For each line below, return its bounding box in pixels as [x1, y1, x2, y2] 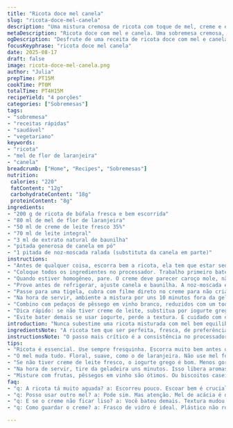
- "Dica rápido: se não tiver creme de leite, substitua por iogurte [7, 307, 213, 315]
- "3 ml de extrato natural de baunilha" [7, 236, 129, 243]
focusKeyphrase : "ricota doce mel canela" [7, 42, 132, 49]
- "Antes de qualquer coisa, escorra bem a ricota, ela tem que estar [7, 262, 216, 269]
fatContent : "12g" [10, 185, 64, 192]
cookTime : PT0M [7, 81, 51, 88]
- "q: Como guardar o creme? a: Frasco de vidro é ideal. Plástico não [7, 404, 218, 411]
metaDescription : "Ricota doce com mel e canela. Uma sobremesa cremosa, [7, 29, 225, 37]
